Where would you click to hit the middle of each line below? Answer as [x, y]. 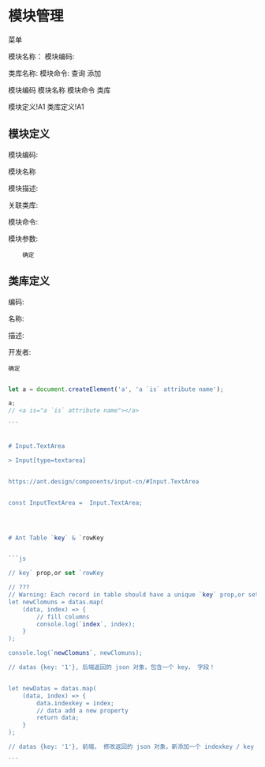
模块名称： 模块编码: [41, 56]
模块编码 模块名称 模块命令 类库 [60, 90]
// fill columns [63, 617]
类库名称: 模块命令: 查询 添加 [54, 73]
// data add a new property [82, 711]
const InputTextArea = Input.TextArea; [76, 502]
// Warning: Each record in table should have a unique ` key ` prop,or [127, 595]
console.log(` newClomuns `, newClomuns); [76, 653]
